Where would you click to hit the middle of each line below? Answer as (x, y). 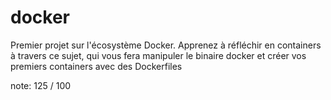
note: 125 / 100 (41, 85)
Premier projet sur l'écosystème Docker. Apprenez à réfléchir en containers (166, 45)
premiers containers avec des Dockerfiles (96, 66)
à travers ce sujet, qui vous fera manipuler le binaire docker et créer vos (158, 55)
